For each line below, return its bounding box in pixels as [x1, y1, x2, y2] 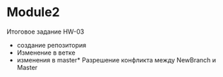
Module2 [6, 4, 61, 20]
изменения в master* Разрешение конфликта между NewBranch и [16, 55, 217, 64]
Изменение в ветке [16, 48, 76, 57]
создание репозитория [16, 41, 87, 49]
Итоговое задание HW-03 [6, 27, 85, 36]
